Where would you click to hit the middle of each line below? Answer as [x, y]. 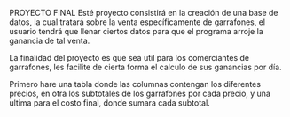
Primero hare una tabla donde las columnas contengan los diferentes [135, 84]
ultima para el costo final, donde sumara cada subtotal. [110, 103]
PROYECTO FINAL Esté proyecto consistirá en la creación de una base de [144, 13]
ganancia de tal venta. [50, 40]
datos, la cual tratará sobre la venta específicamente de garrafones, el [137, 22]
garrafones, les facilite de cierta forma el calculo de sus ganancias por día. [145, 67]
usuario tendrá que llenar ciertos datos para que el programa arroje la [136, 31]
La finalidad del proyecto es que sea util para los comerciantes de [129, 58]
